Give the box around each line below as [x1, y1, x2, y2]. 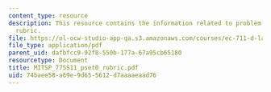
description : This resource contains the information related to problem [8, 19, 262, 27]
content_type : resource [8, 11, 89, 20]
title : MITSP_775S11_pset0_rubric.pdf [8, 64, 139, 72]
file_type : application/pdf [8, 42, 103, 50]
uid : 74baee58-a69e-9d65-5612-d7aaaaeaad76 [8, 71, 157, 79]
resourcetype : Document [8, 57, 89, 65]
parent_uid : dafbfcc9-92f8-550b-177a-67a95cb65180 [8, 49, 182, 57]
